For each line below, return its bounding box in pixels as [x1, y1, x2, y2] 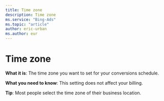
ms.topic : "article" [5, 21, 50, 27]
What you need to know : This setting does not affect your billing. [5, 80, 143, 86]
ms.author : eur [5, 31, 38, 36]
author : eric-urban [5, 27, 47, 32]
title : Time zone [5, 7, 43, 13]
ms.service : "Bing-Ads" [5, 17, 56, 22]
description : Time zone [5, 12, 56, 17]
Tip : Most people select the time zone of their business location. [5, 90, 141, 96]
